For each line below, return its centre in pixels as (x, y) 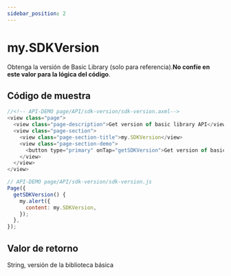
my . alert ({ (35, 201)
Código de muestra (49, 96)
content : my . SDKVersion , (61, 208)
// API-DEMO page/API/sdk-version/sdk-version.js (80, 182)
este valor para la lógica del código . (59, 74)
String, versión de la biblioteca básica (60, 265)
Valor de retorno (43, 248)
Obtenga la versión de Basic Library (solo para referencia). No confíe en (109, 67)
